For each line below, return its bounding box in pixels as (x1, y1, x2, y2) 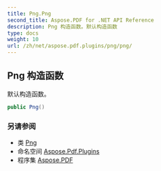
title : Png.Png (7, 10, 52, 17)
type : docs (7, 29, 39, 37)
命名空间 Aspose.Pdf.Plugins (17, 147, 100, 155)
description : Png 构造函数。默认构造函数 (7, 23, 118, 30)
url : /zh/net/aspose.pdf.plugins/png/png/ (7, 42, 132, 49)
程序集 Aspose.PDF (17, 156, 73, 164)
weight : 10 (7, 36, 39, 43)
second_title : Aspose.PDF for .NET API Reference (7, 17, 155, 24)
